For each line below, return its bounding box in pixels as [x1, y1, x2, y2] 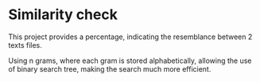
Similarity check [8, 6, 118, 24]
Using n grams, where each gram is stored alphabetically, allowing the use [8, 56, 252, 65]
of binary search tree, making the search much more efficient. [8, 64, 211, 73]
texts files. [8, 40, 42, 49]
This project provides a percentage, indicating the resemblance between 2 [8, 32, 253, 41]
